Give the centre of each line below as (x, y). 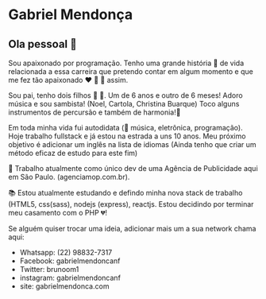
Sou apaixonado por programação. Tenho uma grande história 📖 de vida (126, 63)
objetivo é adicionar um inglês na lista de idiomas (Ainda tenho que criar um (132, 144)
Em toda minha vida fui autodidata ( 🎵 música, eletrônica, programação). (126, 128)
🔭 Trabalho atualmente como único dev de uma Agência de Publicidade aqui (133, 168)
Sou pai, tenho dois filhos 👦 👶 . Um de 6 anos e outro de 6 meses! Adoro (126, 95)
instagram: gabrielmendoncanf (70, 278)
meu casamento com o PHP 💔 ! (58, 213)
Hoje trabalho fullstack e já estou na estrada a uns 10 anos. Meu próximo (127, 136)
